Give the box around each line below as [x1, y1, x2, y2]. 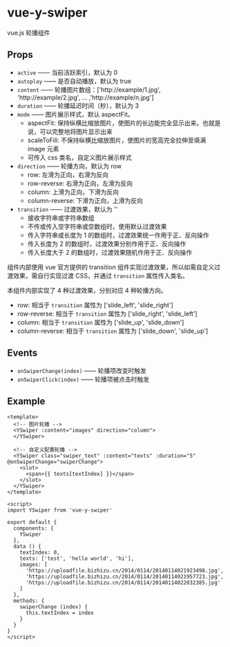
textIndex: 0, [19, 549, 60, 557]
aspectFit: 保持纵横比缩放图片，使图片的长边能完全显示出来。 [27, 119, 203, 127]
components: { [13, 525, 54, 532]
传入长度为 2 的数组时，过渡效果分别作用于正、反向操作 [27, 240, 186, 248]
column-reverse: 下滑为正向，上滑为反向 [27, 196, 144, 204]
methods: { [13, 597, 45, 605]
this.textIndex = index [25, 610, 95, 617]
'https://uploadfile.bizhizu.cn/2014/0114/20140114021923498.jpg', [25, 568, 224, 574]
